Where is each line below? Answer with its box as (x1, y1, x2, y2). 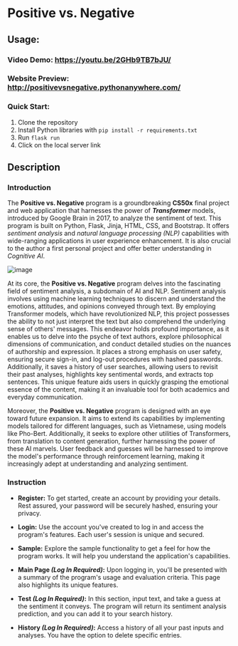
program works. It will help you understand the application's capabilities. (17, 551, 231, 560)
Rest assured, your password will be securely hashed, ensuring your (17, 501, 218, 510)
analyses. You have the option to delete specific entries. (17, 630, 183, 639)
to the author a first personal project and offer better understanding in (7, 244, 212, 253)
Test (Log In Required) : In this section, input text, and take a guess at (17, 594, 221, 603)
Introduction (7, 183, 51, 193)
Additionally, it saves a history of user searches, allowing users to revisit (7, 363, 218, 371)
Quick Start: (7, 102, 50, 112)
